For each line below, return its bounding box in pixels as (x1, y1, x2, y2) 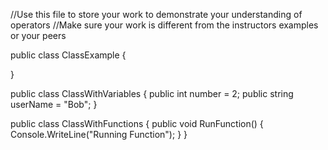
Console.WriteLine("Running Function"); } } (10, 129, 188, 140)
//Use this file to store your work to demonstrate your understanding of (10, 9, 303, 20)
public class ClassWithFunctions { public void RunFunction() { (10, 118, 264, 129)
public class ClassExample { (10, 49, 127, 61)
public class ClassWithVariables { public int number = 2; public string (10, 88, 294, 99)
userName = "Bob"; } (10, 99, 98, 110)
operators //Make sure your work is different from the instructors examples (10, 19, 319, 31)
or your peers (10, 30, 67, 41)
